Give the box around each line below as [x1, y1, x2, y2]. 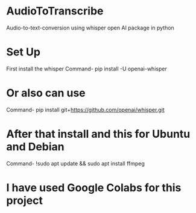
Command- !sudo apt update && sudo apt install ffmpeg [6, 159, 145, 167]
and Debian [6, 140, 65, 153]
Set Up [6, 45, 41, 59]
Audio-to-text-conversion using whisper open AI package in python [6, 24, 175, 31]
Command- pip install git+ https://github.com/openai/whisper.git [6, 106, 165, 113]
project [6, 194, 43, 207]
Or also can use [6, 86, 86, 100]
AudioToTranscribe [6, 4, 104, 18]
